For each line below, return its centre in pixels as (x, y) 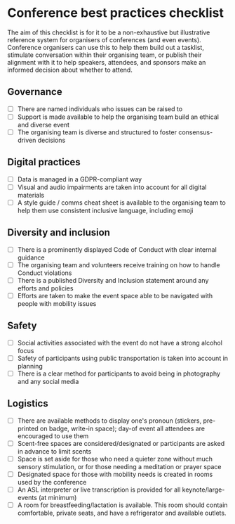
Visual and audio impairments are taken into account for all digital (112, 187)
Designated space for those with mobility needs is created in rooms (115, 474)
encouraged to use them (53, 436)
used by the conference (52, 483)
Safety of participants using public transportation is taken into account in (123, 358)
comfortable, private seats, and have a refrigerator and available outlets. (122, 513)
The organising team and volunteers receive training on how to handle (119, 264)
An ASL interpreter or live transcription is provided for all (99, 490)
